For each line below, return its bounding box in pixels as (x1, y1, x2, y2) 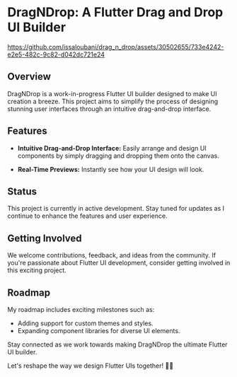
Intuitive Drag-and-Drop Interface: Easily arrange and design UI (17, 144, 207, 152)
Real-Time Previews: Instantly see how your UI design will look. (17, 165, 204, 173)
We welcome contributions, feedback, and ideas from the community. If (7, 251, 216, 260)
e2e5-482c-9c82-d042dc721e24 (7, 50, 105, 59)
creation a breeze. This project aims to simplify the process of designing (7, 97, 219, 105)
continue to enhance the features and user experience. (7, 211, 168, 220)
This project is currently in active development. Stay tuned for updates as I (7, 204, 225, 213)
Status (7, 185, 37, 197)
